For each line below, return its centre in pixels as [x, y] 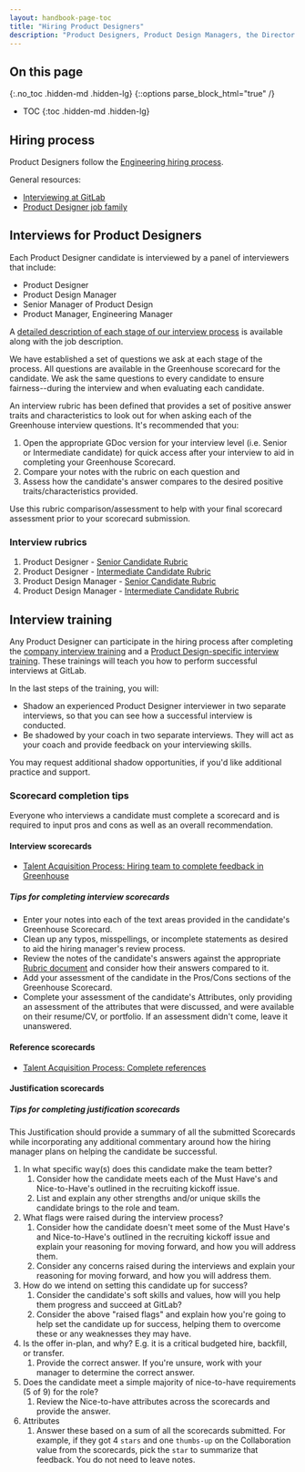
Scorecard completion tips [69, 796]
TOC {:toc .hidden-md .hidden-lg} [86, 111]
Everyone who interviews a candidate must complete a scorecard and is [145, 816]
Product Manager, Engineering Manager [97, 314]
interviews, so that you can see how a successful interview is [137, 715]
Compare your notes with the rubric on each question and [131, 471]
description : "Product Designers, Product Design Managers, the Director [152, 35]
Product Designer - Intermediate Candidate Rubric [117, 571]
